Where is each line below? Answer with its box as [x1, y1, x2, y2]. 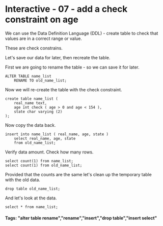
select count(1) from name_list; [5, 158, 74, 163]
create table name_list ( [5, 96, 58, 101]
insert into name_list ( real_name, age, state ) [5, 132, 109, 137]
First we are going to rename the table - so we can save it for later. [5, 64, 140, 70]
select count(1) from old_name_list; [5, 163, 82, 168]
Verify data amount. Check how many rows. [5, 149, 94, 155]
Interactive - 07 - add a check [5, 3, 128, 15]
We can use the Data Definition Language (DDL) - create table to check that [5, 30, 159, 36]
